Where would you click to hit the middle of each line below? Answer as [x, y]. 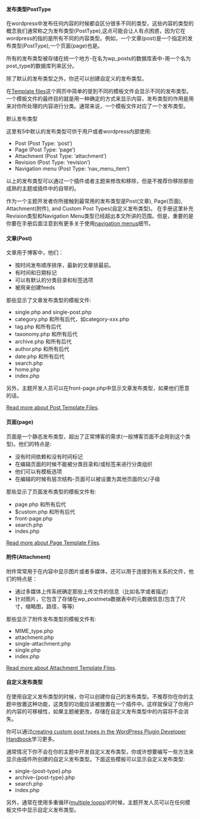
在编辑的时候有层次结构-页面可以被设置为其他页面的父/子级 [87, 479]
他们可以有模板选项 [38, 471]
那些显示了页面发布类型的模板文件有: [51, 491]
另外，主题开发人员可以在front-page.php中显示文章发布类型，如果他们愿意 [98, 388]
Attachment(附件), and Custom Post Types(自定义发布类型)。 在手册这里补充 [100, 209]
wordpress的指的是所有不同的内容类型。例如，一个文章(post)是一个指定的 [97, 38]
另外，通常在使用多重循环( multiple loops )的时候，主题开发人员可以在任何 [96, 802]
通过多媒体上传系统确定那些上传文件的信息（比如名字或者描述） [93, 591]
